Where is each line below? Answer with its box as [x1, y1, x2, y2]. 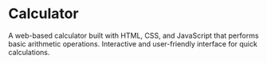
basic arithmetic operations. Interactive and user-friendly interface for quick [8, 39, 257, 48]
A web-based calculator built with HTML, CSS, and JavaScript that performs [8, 31, 259, 40]
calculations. [8, 47, 50, 57]
